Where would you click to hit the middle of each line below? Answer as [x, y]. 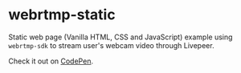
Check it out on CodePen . [51, 61]
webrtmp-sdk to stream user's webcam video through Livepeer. [111, 45]
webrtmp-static [62, 15]
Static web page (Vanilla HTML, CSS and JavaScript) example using [120, 37]
